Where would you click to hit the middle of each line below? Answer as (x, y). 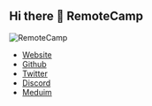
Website (37, 55)
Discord (36, 83)
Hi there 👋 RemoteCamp (76, 16)
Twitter (35, 73)
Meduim (37, 92)
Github (34, 64)
